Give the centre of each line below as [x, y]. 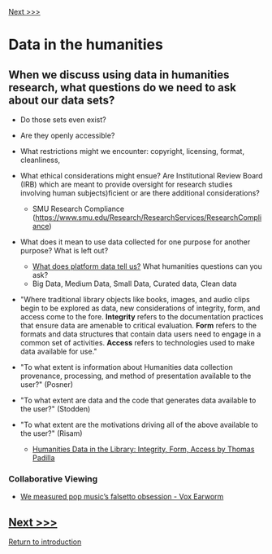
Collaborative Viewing [53, 478]
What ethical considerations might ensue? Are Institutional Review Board [141, 176]
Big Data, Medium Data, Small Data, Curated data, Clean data [134, 284]
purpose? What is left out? [64, 251]
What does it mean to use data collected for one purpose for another [135, 242]
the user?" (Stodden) [55, 409]
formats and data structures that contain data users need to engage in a [140, 334]
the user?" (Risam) [51, 433]
